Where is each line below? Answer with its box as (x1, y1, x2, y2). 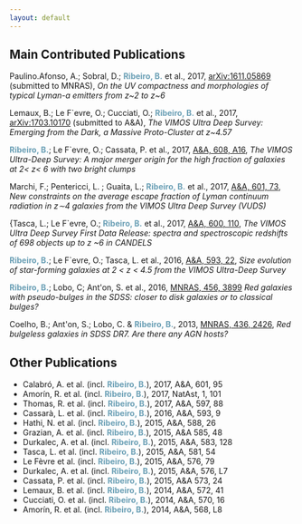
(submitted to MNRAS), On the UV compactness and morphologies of (9, 81, 269, 92)
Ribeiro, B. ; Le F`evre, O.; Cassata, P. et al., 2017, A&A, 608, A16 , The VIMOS (9, 144, 293, 155)
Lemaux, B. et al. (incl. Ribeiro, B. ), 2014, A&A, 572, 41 (22, 485, 224, 496)
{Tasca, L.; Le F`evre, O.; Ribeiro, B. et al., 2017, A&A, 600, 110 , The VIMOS (9, 218, 287, 229)
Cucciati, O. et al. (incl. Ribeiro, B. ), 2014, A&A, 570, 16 (22, 495, 225, 506)
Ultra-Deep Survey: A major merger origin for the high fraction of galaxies (9, 154, 286, 165)
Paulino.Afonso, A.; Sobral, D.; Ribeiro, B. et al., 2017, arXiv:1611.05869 (9, 71, 271, 82)
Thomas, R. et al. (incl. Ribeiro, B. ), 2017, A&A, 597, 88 (22, 398, 224, 409)
